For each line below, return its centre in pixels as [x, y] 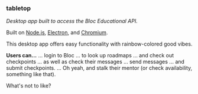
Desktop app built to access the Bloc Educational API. [72, 21]
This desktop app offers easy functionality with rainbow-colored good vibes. [99, 44]
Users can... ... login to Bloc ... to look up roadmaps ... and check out [90, 56]
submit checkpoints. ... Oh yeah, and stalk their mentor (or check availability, [99, 68]
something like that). [31, 74]
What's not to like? [29, 86]
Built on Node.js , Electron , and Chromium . [57, 33]
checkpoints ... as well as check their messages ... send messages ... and [95, 62]
